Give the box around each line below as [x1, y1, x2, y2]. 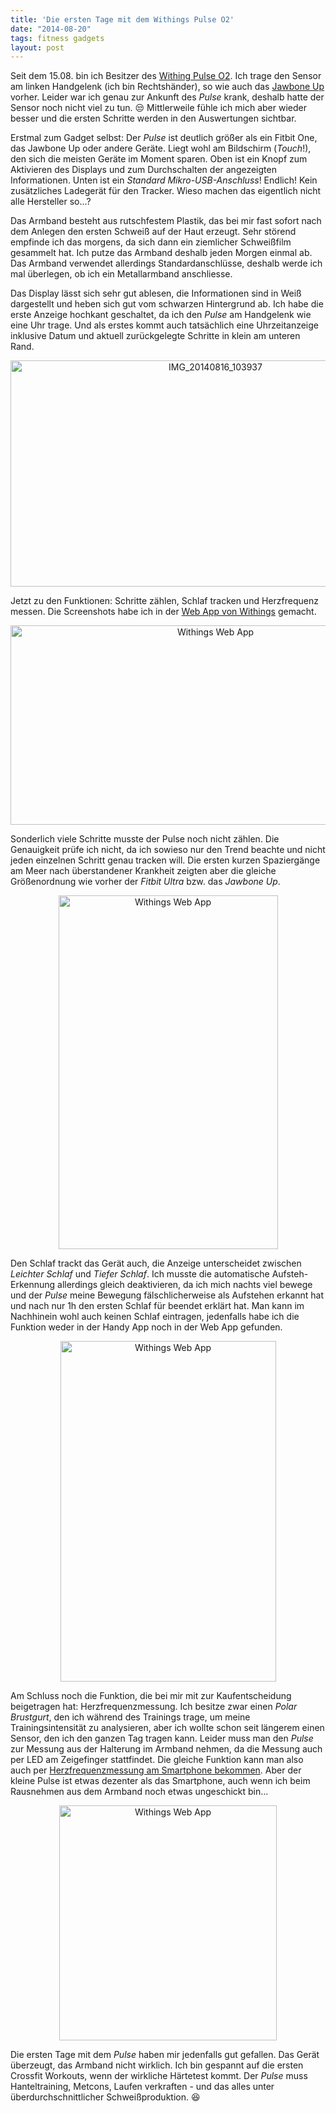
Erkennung [10, 1279, 56, 1291]
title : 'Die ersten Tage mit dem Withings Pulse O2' [10, 14, 235, 25]
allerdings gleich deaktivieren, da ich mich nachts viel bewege [57, 1279, 313, 1291]
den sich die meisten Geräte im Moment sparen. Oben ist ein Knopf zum [10, 153, 308, 165]
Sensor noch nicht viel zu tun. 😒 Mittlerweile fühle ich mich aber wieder [10, 102, 307, 114]
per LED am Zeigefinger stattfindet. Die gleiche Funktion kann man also [10, 1754, 304, 1766]
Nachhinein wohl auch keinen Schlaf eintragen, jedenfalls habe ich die [10, 1311, 300, 1323]
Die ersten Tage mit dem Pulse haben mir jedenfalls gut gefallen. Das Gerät [10, 2049, 320, 2061]
